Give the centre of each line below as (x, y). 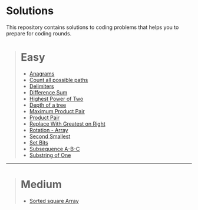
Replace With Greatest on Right (67, 124)
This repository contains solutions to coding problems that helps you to (93, 27)
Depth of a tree (48, 105)
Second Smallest (50, 136)
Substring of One (50, 155)
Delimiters (42, 86)
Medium (41, 185)
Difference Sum (48, 92)
